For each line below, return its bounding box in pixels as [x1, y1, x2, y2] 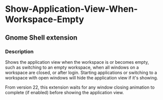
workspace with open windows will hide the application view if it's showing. [5, 75, 158, 80]
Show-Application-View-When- [5, 3, 138, 15]
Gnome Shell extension [5, 33, 78, 42]
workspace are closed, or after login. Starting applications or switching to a [5, 70, 157, 75]
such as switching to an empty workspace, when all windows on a [5, 64, 139, 70]
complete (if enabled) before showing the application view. [5, 89, 124, 95]
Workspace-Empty [5, 14, 84, 25]
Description [5, 48, 34, 55]
